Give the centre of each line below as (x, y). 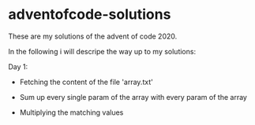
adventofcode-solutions (90, 15)
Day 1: (18, 66)
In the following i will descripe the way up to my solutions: (102, 51)
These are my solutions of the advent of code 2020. (93, 36)
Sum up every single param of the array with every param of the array (133, 97)
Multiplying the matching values (71, 112)
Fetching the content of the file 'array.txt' (86, 82)
